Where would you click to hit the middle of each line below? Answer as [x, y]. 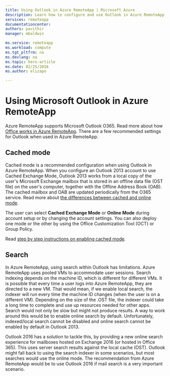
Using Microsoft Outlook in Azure [77, 101]
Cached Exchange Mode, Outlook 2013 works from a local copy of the [79, 176]
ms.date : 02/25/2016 [27, 67]
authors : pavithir [25, 29]
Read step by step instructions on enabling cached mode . [65, 239]
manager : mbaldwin [25, 34]
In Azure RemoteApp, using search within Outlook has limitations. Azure [80, 267]
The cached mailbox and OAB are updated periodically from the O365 [78, 192]
